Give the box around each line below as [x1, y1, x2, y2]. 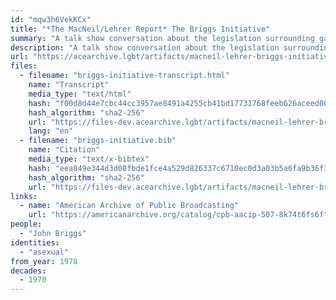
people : [10, 219, 43, 230]
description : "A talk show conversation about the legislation [10, 42, 280, 53]
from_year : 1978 [10, 256, 78, 266]
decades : [10, 266, 47, 276]
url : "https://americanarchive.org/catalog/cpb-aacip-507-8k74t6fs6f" [28, 210, 329, 220]
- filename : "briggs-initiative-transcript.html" [19, 71, 230, 81]
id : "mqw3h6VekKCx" [10, 14, 92, 25]
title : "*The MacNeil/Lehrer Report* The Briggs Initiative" [10, 24, 271, 34]
